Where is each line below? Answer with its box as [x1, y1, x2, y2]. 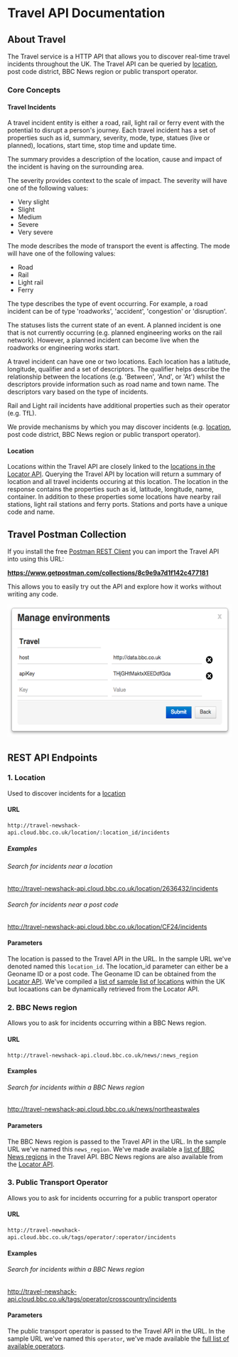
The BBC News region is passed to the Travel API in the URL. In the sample [7, 1137, 227, 1146]
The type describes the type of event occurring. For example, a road [7, 300, 208, 308]
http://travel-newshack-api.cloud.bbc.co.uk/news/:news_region [7, 1052, 199, 1059]
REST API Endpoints [7, 751, 98, 764]
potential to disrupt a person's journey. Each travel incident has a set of [7, 126, 216, 134]
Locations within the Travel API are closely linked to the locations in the [7, 463, 215, 471]
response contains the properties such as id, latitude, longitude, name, [7, 485, 215, 494]
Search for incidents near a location [7, 862, 113, 870]
